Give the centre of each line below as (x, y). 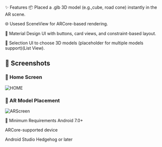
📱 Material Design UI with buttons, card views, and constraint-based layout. (81, 33)
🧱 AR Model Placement (32, 100)
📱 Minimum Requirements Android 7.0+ (44, 120)
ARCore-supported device (31, 130)
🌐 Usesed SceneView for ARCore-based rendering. (57, 24)
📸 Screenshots (28, 64)
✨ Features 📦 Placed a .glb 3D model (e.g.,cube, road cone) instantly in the (81, 7)
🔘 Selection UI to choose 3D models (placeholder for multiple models (74, 43)
